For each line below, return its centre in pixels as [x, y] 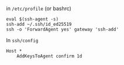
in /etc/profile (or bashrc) [39, 8]
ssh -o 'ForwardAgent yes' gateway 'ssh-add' [62, 29]
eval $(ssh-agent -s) [32, 19]
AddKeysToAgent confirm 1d [49, 56]
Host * [14, 51]
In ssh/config [22, 40]
